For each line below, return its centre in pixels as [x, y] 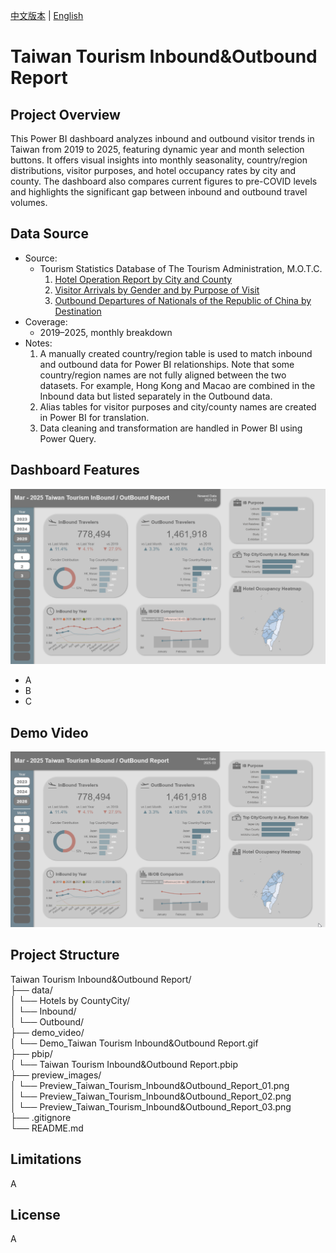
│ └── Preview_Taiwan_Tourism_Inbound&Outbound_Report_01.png [150, 1085]
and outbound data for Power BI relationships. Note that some [167, 364]
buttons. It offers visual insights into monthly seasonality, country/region [159, 160]
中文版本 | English [47, 15]
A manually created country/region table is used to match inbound [176, 353]
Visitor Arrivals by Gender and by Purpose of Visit [157, 290]
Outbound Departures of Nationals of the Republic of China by [183, 300]
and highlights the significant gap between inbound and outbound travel [159, 192]
